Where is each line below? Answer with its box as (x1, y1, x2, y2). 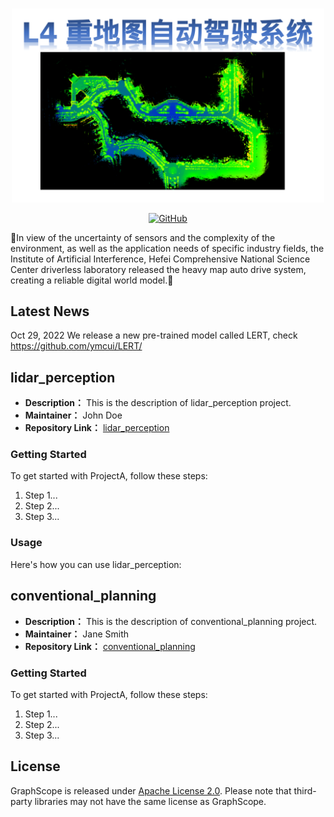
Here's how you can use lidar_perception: (10, 558, 182, 570)
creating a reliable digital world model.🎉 (10, 274, 174, 286)
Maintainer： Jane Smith (24, 628, 130, 640)
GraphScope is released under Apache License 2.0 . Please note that (10, 784, 292, 797)
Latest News (10, 303, 90, 320)
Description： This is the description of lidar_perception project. (24, 397, 292, 409)
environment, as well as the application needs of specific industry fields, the (10, 242, 325, 254)
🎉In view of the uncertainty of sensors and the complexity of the (10, 231, 276, 243)
